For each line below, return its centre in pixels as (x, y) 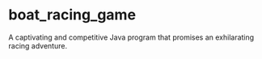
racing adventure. (38, 45)
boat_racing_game (72, 15)
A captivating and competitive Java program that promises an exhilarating (131, 37)
